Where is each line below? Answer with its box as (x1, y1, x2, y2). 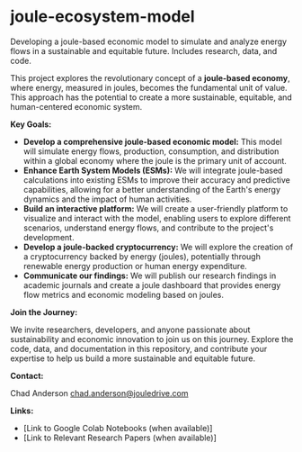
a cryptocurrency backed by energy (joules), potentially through (22, 250, 262, 262)
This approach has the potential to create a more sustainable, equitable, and (10, 92, 293, 103)
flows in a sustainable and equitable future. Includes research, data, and (10, 45, 278, 56)
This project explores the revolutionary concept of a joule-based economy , (10, 72, 290, 83)
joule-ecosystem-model (10, 6, 196, 27)
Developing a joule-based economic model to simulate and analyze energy (10, 36, 287, 47)
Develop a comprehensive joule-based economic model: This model (22, 136, 282, 147)
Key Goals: (10, 119, 52, 130)
